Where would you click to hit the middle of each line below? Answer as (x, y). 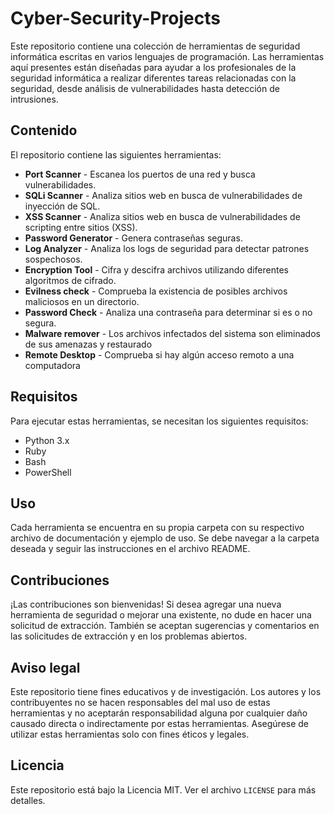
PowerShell (48, 472)
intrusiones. (34, 99)
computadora (52, 365)
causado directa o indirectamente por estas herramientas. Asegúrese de (160, 723)
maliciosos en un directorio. (82, 301)
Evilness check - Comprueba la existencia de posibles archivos (156, 291)
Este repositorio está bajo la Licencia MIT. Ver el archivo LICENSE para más (163, 789)
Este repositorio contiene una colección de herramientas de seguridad (155, 46)
